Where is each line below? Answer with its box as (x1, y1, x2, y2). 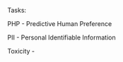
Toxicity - (7, 47, 35, 55)
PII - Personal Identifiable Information (7, 33, 116, 42)
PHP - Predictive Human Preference (7, 20, 112, 27)
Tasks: (7, 6, 27, 14)
